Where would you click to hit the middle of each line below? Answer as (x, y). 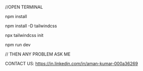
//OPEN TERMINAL (24, 7)
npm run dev (18, 45)
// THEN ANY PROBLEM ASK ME (38, 54)
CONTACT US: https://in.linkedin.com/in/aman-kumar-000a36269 (71, 63)
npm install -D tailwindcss (31, 26)
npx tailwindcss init (24, 35)
